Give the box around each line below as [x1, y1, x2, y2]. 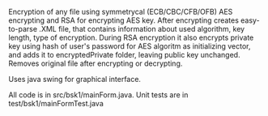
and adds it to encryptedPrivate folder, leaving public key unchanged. [8, 50, 240, 59]
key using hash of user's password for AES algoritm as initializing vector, [8, 41, 251, 51]
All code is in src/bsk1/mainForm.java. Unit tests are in [8, 90, 189, 100]
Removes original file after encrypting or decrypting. [8, 58, 183, 68]
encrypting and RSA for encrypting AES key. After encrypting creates [8, 15, 239, 25]
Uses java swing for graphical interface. [8, 75, 142, 84]
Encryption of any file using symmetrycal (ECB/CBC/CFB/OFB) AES [8, 7, 233, 16]
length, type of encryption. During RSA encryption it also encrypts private [8, 32, 254, 42]
